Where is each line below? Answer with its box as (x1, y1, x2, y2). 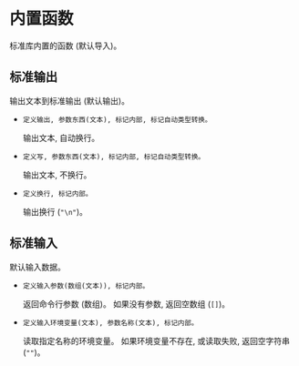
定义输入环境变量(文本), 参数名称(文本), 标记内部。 (22, 318, 199, 328)
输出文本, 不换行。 (22, 169, 92, 180)
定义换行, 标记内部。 (22, 188, 93, 198)
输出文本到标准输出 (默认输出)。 (9, 95, 130, 106)
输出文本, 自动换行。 (22, 132, 100, 143)
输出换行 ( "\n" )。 (22, 206, 88, 217)
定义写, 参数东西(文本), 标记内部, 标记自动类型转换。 (22, 152, 205, 161)
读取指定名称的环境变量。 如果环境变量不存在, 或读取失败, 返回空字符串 (22, 335, 290, 346)
